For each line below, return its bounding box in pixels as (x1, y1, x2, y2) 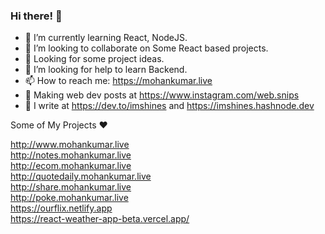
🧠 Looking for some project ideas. (24, 53, 165, 65)
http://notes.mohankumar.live (10, 149, 132, 161)
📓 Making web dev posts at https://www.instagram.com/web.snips (24, 89, 300, 101)
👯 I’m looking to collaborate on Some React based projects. (24, 42, 269, 54)
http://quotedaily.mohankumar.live (10, 170, 152, 183)
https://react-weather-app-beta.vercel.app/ (10, 213, 190, 225)
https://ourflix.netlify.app (10, 202, 113, 214)
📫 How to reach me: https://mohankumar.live (24, 75, 213, 87)
